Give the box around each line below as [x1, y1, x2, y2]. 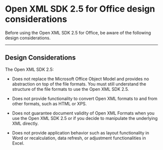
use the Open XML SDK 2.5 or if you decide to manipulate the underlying [12, 115, 158, 121]
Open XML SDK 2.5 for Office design [5, 3, 155, 15]
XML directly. [12, 120, 39, 126]
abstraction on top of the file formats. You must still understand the [12, 81, 147, 87]
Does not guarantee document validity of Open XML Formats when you [12, 110, 155, 116]
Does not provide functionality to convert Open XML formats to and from [12, 96, 158, 101]
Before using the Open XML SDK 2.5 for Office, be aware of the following [5, 30, 151, 35]
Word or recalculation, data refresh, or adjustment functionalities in [12, 135, 147, 141]
